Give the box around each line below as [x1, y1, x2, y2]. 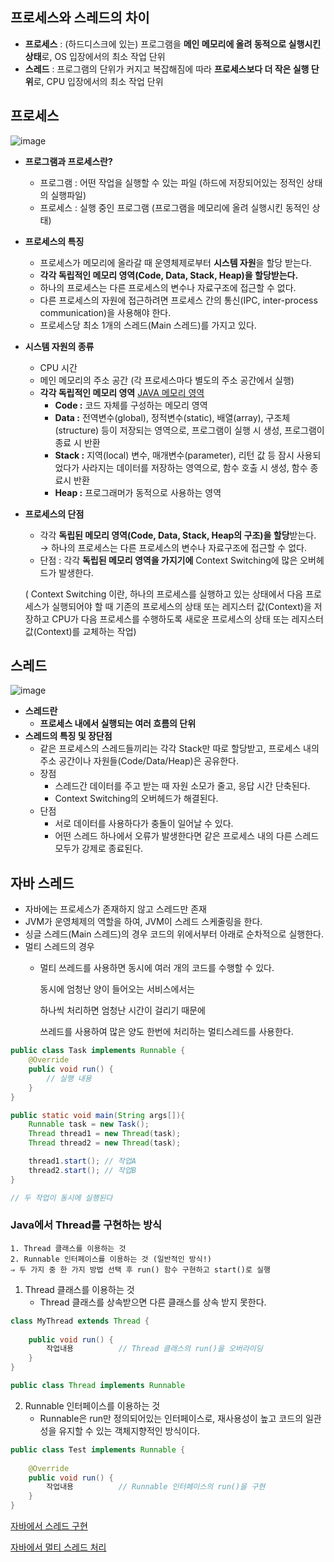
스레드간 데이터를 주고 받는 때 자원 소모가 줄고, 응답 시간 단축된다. [54, 780, 311, 792]
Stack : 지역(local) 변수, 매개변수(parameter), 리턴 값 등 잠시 [54, 449, 295, 461]
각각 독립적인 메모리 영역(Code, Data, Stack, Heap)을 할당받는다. [39, 269, 299, 281]
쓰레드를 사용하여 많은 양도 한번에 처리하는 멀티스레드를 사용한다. [39, 1026, 294, 1038]
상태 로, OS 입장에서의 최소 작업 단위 [24, 50, 166, 62]
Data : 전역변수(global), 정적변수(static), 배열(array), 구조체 [54, 411, 291, 423]
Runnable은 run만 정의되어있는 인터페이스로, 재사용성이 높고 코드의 [39, 1412, 304, 1424]
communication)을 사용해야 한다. [39, 306, 172, 318]
